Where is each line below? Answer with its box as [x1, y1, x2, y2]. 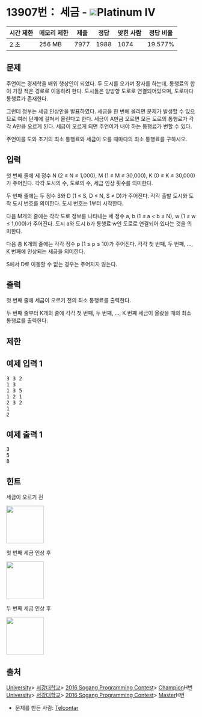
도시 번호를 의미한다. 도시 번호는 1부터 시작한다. [12, 200, 124, 207]
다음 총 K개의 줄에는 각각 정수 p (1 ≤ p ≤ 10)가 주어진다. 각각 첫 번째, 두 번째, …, [6, 240, 194, 247]
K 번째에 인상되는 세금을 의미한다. [6, 248, 85, 255]
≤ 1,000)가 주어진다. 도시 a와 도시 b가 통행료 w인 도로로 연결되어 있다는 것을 [6, 220, 186, 227]
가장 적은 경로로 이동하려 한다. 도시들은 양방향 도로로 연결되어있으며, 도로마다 [12, 87, 194, 94]
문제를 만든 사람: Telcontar [14, 704, 79, 712]
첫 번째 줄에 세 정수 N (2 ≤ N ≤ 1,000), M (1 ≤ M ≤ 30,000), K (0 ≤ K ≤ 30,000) [6, 172, 195, 179]
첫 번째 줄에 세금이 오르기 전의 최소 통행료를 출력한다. [6, 297, 131, 304]
